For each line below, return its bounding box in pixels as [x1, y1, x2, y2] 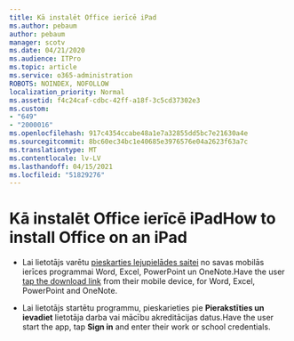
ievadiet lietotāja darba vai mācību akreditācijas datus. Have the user [21, 313, 274, 323]
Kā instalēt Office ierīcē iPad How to [9, 208, 276, 229]
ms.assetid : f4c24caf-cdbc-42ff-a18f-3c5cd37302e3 [9, 95, 201, 105]
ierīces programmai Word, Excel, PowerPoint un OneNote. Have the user [21, 266, 286, 277]
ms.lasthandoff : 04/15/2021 [9, 162, 114, 171]
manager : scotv [9, 37, 66, 47]
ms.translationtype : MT [9, 145, 98, 154]
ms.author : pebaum [9, 21, 77, 30]
